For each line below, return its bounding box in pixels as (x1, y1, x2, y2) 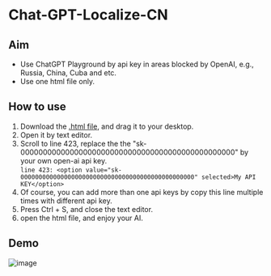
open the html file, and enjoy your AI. (19, 213, 143, 223)
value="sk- (85, 166, 123, 174)
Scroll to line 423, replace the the (19, 138, 131, 148)
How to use (8, 100, 66, 114)
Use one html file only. (19, 77, 95, 86)
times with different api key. (19, 196, 112, 206)
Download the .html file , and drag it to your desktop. (19, 121, 194, 131)
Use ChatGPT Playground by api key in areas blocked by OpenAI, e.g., (19, 59, 255, 69)
